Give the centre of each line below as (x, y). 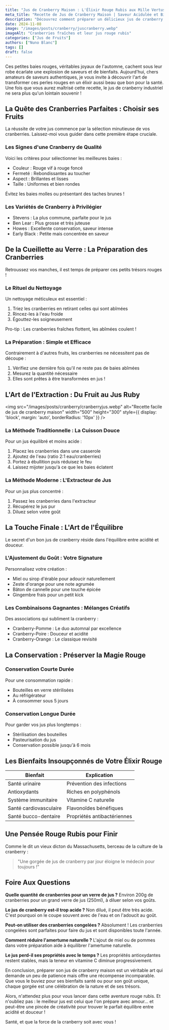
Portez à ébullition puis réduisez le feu (52, 462)
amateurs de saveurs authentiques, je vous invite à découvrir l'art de (76, 77)
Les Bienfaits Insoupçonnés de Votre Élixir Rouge (84, 761)
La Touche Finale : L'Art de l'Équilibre (64, 528)
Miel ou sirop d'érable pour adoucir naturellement (64, 579)
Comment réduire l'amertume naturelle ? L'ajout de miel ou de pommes (80, 940)
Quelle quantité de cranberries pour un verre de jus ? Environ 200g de (79, 895)
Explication (99, 775)
